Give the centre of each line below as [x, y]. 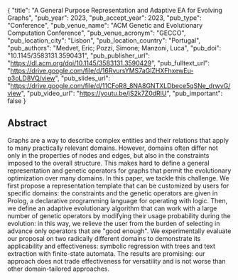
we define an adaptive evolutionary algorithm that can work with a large [112, 208]
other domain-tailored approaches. [59, 269]
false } [17, 101]
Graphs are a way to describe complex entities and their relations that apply [118, 140]
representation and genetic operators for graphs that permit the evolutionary [119, 171]
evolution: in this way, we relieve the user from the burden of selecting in [114, 223]
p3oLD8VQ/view [31, 78]
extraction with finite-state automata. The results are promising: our [106, 253]
